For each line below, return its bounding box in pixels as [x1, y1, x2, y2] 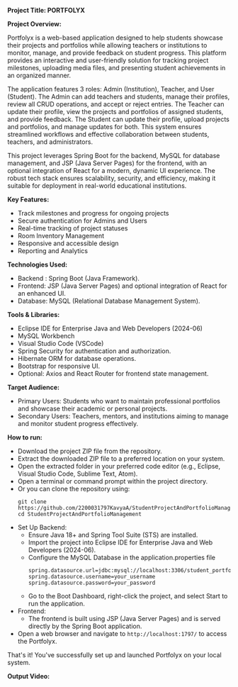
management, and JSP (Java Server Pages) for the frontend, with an [7, 159, 208, 167]
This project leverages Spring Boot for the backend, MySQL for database [7, 152, 220, 160]
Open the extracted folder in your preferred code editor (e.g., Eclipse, [17, 462, 221, 470]
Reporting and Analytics [17, 247, 89, 255]
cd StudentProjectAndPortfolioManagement [17, 510, 142, 518]
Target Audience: [7, 383, 60, 391]
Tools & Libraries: [7, 311, 60, 318]
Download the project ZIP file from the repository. [17, 447, 162, 455]
